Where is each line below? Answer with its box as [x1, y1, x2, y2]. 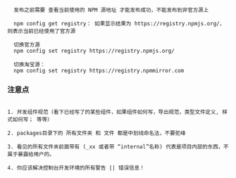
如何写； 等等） [12, 116, 53, 123]
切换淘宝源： [13, 61, 46, 68]
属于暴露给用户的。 [7, 151, 55, 158]
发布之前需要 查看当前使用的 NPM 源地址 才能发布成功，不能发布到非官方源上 [13, 6, 209, 13]
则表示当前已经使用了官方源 [7, 27, 76, 34]
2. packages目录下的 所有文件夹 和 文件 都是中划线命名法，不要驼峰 [7, 129, 186, 137]
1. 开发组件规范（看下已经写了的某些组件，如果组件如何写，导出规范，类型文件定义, [7, 108, 220, 116]
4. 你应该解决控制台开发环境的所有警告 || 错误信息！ [7, 165, 145, 172]
